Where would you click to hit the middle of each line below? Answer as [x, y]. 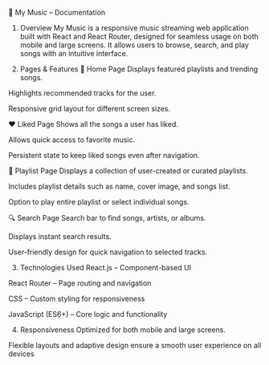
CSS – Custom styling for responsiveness [77, 298]
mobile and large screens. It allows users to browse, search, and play [134, 45]
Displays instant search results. [60, 236]
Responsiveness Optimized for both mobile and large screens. [123, 330]
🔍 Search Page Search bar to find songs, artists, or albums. [107, 218]
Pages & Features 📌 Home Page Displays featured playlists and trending [139, 69]
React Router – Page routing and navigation [80, 283]
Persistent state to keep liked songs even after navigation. [104, 155]
